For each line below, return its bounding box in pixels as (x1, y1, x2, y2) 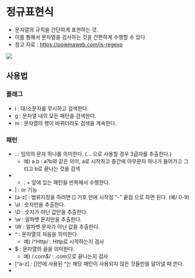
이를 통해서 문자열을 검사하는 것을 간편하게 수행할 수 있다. (14, 33, 147, 40)
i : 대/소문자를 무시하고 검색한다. (14, 105, 89, 112)
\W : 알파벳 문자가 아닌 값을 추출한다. (14, 223, 100, 230)
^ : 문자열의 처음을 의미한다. (14, 230, 78, 237)
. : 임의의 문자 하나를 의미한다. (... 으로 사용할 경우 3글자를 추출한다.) (14, 150, 172, 157)
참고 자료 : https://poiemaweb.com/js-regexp (14, 41, 123, 48)
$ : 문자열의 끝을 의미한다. (14, 245, 75, 252)
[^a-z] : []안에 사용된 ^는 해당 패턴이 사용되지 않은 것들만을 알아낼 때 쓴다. (14, 260, 184, 267)
